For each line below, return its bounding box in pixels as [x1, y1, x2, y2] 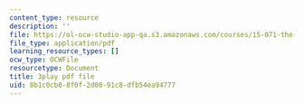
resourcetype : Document [9, 64, 100, 73]
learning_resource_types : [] [9, 47, 119, 56]
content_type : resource [9, 13, 100, 23]
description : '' [9, 22, 71, 31]
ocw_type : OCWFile [9, 55, 79, 64]
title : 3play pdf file [9, 72, 95, 81]
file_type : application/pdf [9, 38, 116, 48]
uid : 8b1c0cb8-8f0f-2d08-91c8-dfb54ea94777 [9, 80, 176, 90]
